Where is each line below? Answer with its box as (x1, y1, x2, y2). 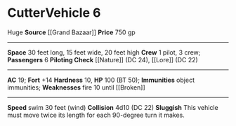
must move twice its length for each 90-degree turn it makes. (7, 111, 185, 119)
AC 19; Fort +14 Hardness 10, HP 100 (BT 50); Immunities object (7, 76, 195, 84)
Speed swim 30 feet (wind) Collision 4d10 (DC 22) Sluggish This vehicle (7, 103, 219, 111)
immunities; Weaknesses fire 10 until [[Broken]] (7, 83, 145, 92)
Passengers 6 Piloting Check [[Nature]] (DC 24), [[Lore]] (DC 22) (7, 55, 198, 64)
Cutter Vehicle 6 (7, 5, 101, 21)
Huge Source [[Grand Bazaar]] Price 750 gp (7, 28, 136, 36)
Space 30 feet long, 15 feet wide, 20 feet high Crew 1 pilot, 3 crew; (7, 48, 201, 57)
